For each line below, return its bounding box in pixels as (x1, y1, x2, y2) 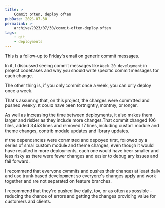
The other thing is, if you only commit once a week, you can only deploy (5, 82, 152, 88)
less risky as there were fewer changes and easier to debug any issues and (5, 153, 158, 159)
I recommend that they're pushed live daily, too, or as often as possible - (5, 188, 152, 194)
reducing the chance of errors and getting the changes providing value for (5, 193, 156, 199)
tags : (5, 30, 16, 35)
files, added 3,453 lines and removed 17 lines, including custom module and (5, 122, 159, 128)
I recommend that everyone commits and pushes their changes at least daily (5, 168, 161, 173)
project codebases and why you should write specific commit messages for (5, 68, 159, 73)
